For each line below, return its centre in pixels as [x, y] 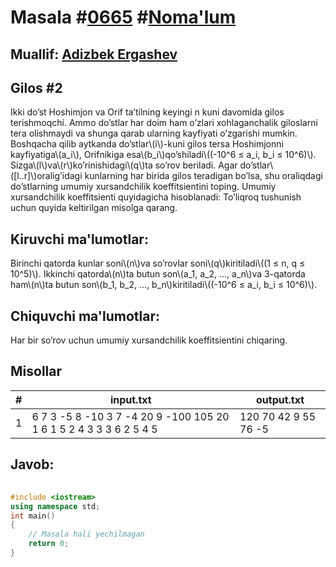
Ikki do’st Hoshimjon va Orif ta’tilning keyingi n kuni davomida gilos [147, 112]
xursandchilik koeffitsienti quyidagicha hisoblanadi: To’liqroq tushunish [156, 197]
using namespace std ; [55, 506]
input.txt [130, 399]
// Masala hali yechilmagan [86, 534]
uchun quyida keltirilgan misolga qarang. [94, 208]
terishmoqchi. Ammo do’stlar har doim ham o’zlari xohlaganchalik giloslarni [164, 123]
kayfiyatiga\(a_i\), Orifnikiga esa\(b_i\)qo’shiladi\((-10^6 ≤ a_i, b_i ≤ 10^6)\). [163, 155]
